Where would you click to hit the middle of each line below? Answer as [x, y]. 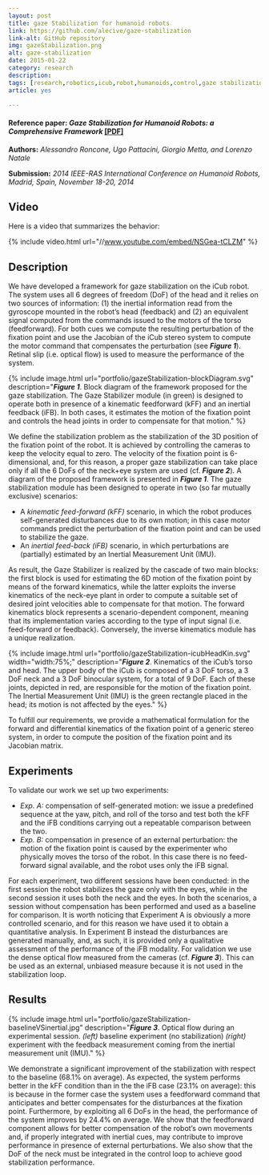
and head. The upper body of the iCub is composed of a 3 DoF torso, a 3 [128, 671]
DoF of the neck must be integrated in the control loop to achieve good [125, 1153]
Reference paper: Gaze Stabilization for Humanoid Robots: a [111, 123]
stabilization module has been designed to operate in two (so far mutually [129, 488]
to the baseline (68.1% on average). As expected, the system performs [124, 1077]
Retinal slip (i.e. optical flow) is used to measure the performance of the [126, 354]
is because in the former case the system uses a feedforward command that [134, 1094]
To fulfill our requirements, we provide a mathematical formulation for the [129, 720]
